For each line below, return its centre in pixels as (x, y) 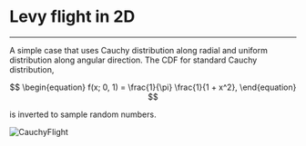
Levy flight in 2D (72, 17)
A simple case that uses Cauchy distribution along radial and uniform (139, 50)
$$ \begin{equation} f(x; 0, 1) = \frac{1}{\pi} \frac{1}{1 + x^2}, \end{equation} (153, 87)
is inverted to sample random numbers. (83, 114)
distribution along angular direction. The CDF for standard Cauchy (133, 60)
